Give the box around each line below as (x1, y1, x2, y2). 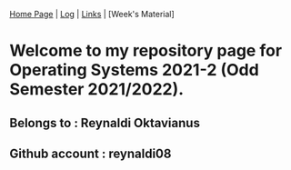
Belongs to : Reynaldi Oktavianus (9, 115, 200, 131)
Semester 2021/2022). (9, 79, 185, 100)
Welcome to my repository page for (9, 41, 283, 61)
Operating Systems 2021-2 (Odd (9, 60, 259, 81)
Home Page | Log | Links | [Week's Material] (9, 9, 175, 19)
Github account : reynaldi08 (9, 145, 172, 161)
